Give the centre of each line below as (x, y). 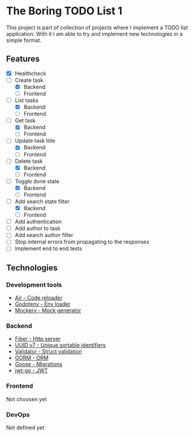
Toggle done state (37, 181)
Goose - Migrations (38, 364)
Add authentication (38, 221)
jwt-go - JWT (31, 371)
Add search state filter (42, 201)
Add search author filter (44, 235)
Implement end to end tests (48, 248)
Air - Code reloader (38, 298)
